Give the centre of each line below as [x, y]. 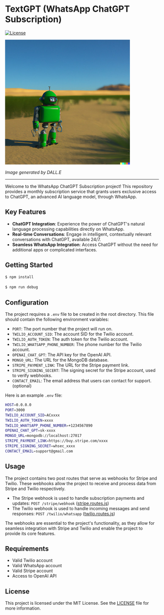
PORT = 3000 [15, 410]
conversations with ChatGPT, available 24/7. [56, 239]
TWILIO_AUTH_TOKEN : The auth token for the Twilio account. [70, 339]
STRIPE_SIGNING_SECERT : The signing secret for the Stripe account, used [84, 370]
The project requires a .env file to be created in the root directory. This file [80, 314]
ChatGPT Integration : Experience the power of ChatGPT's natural [78, 224]
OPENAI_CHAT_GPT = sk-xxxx [30, 430]
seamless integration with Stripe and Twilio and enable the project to [74, 528]
